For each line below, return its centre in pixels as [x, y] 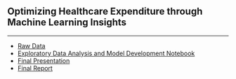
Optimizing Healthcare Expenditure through [105, 12]
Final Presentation [44, 60]
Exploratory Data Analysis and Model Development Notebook [106, 53]
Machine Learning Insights [67, 23]
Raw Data [31, 45]
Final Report [35, 68]
